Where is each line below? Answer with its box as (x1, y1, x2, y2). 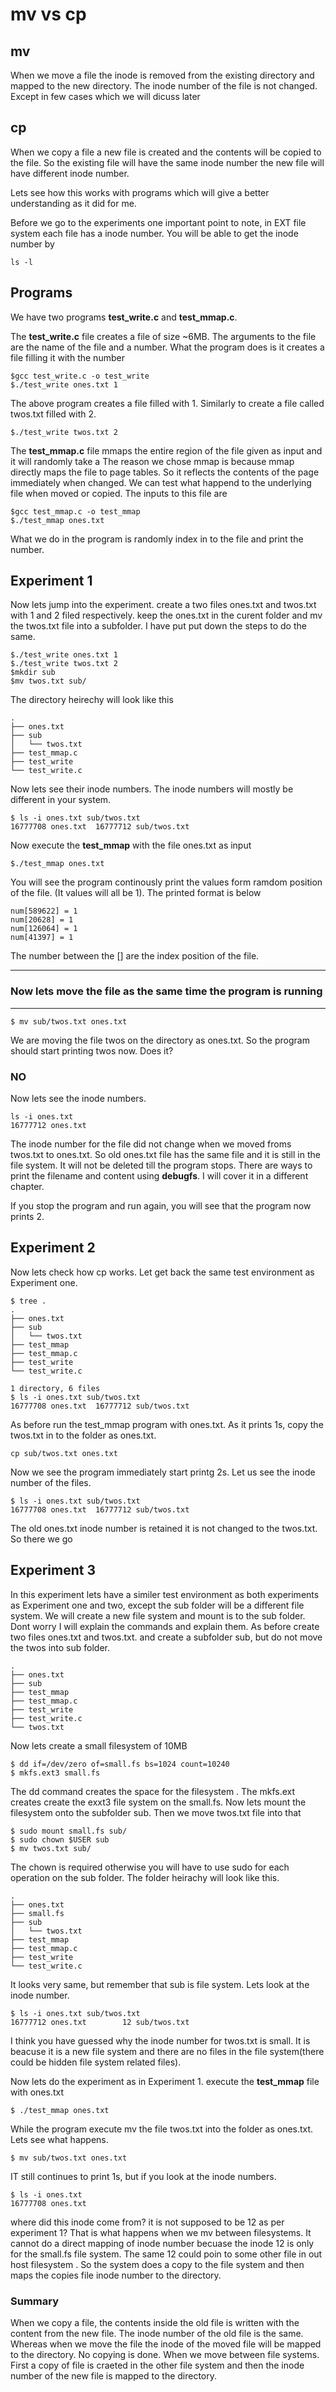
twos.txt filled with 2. (10, 408, 97, 420)
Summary (10, 2294, 60, 2308)
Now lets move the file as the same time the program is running (10, 984, 323, 998)
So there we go (10, 1533, 73, 1545)
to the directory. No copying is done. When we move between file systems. (10, 2348, 320, 2360)
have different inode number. (10, 167, 130, 179)
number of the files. (10, 1476, 92, 1488)
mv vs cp (10, 3, 87, 26)
